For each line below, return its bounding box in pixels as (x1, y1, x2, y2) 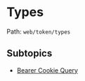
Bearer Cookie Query (16, 66, 79, 74)
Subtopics (6, 47, 53, 59)
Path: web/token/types (6, 27, 71, 36)
